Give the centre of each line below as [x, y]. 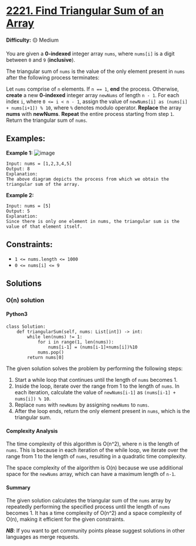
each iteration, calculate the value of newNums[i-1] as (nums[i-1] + [95, 392]
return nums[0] [46, 358]
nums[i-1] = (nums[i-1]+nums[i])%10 [93, 347]
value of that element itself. [44, 227]
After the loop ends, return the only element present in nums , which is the [102, 411]
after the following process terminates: [53, 77]
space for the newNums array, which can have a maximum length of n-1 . [91, 474]
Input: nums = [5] [28, 206]
